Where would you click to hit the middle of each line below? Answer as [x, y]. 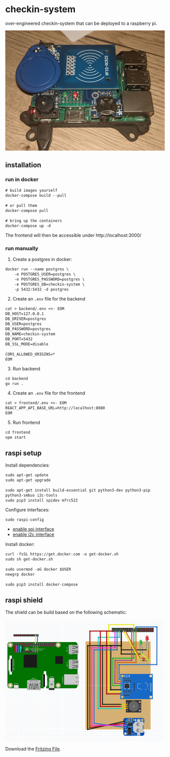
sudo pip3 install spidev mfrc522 [42, 500]
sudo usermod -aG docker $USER [38, 570]
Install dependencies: [28, 465]
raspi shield [24, 600]
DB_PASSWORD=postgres [28, 329]
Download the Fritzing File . [33, 749]
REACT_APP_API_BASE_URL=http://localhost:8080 [55, 408]
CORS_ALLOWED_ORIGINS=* [30, 354]
